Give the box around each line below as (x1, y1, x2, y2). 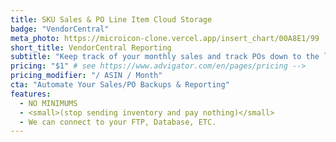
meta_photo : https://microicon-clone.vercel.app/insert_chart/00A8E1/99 (10, 33, 320, 43)
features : (10, 89, 52, 99)
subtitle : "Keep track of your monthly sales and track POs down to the (10, 52, 320, 62)
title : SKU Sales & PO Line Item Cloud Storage (10, 14, 213, 25)
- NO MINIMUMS (19, 98, 78, 108)
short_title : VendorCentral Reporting (10, 42, 172, 53)
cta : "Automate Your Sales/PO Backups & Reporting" (10, 80, 230, 90)
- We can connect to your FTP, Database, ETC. (19, 117, 217, 127)
